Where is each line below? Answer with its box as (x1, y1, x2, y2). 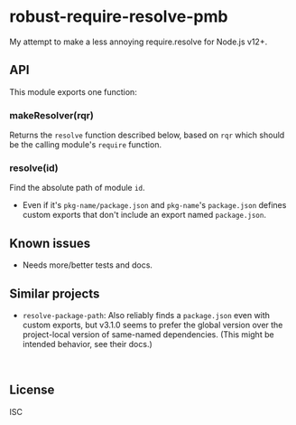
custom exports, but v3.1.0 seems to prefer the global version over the (22, 319, 283, 330)
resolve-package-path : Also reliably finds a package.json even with (22, 309, 271, 320)
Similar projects (9, 286, 100, 301)
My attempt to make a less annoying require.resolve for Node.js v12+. (9, 36, 268, 47)
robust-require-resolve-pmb (9, 6, 228, 27)
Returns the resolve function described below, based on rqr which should (9, 129, 285, 141)
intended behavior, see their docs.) (22, 338, 153, 349)
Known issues (9, 235, 91, 250)
